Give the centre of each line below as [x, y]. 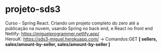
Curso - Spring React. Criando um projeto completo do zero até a [72, 23]
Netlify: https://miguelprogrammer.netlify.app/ [52, 33]
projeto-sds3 [33, 9]
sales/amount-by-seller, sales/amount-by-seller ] [58, 44]
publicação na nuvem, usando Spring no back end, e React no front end [79, 28]
